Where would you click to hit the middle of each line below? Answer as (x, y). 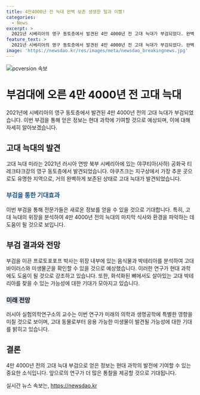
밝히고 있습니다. (31, 329)
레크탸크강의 (21, 171)
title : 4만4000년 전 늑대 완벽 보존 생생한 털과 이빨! (66, 12)
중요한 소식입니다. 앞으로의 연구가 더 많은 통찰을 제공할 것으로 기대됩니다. (91, 373)
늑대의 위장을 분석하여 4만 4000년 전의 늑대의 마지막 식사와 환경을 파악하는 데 (103, 217)
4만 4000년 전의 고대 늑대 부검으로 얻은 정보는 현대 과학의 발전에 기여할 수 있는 (99, 365)
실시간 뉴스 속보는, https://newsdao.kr (52, 385)
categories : (21, 17)
